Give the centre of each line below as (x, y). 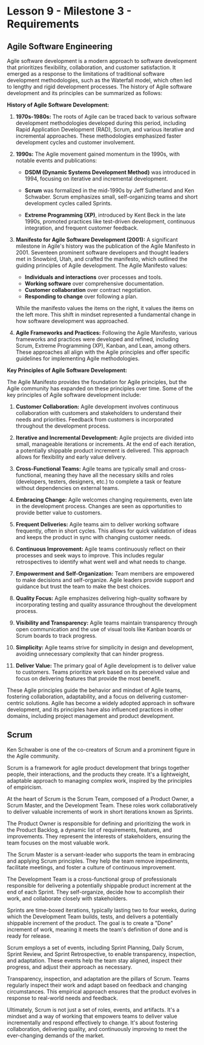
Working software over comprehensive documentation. (94, 284)
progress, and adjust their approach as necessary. (70, 967)
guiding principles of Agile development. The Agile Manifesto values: (101, 265)
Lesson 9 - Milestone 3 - (69, 11)
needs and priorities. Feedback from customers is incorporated (94, 420)
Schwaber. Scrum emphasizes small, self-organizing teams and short (111, 197)
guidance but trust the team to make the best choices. (83, 586)
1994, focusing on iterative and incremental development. (96, 179)
